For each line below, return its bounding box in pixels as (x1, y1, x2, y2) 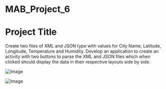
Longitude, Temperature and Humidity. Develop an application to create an (5, 48, 159, 54)
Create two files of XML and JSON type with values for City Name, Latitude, (5, 43, 161, 49)
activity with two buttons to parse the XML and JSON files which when (5, 53, 151, 59)
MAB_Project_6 (5, 3, 70, 15)
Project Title (5, 26, 57, 38)
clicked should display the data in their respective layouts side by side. (5, 59, 151, 65)
